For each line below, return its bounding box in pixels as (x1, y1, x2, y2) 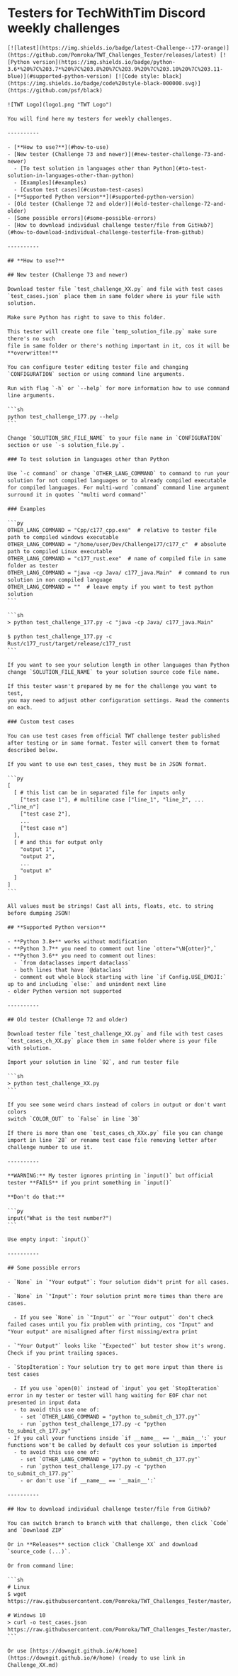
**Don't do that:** (7, 1193, 65, 1200)
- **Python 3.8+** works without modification (7, 938, 147, 945)
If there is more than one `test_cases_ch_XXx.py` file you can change (7, 1129, 223, 1136)
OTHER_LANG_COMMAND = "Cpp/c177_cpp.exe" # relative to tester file (7, 526, 217, 533)
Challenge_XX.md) (7, 1661, 59, 1668)
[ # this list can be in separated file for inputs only (13, 789, 186, 796)
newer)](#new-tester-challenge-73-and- (108, 150, 227, 157)
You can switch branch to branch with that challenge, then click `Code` (7, 1519, 230, 1526)
